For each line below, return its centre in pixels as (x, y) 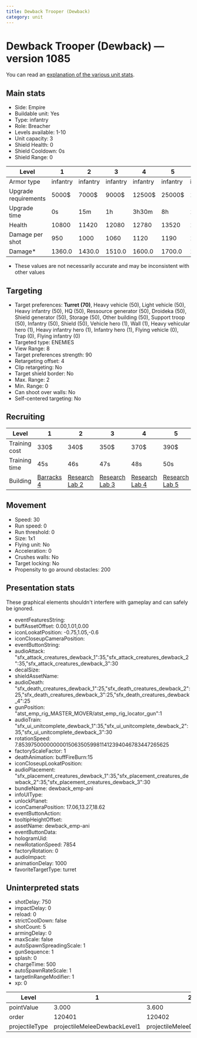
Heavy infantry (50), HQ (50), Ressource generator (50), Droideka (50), (100, 311)
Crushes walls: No (37, 557)
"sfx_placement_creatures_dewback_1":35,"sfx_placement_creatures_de (101, 775)
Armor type (25, 182)
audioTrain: (28, 720)
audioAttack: (30, 651)
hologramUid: (31, 838)
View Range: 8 (32, 349)
